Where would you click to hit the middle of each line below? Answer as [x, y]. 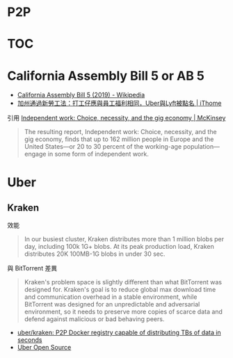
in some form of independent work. [98, 154]
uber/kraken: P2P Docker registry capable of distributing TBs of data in [119, 333]
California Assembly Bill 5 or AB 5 [106, 75]
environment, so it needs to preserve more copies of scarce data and [123, 312]
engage [35, 154]
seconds [30, 340]
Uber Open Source [44, 348]
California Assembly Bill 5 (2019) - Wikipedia [81, 95]
